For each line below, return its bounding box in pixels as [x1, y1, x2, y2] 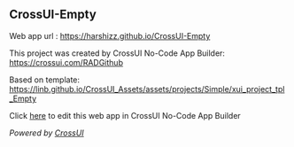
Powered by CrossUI [9, 128, 84, 138]
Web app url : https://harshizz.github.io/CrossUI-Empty [9, 30, 211, 41]
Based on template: [9, 74, 81, 85]
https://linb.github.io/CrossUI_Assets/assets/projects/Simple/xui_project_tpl [9, 83, 285, 94]
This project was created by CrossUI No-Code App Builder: [9, 48, 226, 58]
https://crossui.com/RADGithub [9, 57, 124, 67]
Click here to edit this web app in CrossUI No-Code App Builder [9, 110, 241, 120]
